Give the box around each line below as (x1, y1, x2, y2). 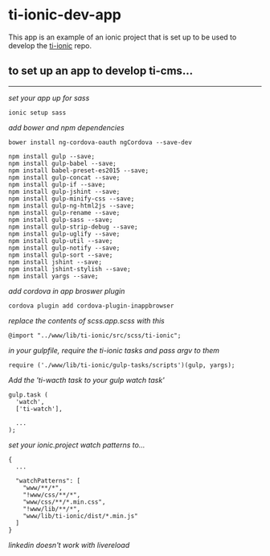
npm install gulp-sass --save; (8, 216, 113, 224)
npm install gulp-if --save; (8, 180, 106, 188)
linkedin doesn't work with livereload (8, 540, 130, 550)
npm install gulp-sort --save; (8, 251, 113, 259)
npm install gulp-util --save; (8, 237, 113, 245)
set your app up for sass (8, 93, 90, 102)
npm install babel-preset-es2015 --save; (8, 167, 149, 175)
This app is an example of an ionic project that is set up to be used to (8, 32, 237, 42)
